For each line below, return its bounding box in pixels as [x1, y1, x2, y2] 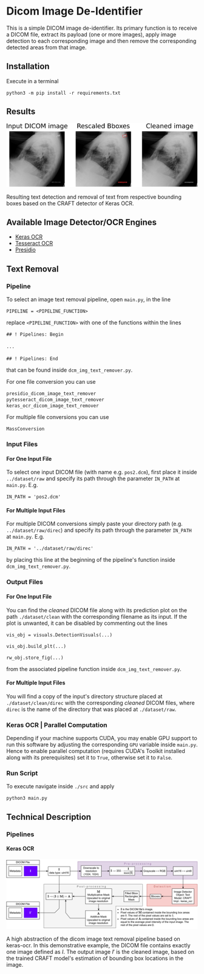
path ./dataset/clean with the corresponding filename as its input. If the [6, 613, 187, 620]
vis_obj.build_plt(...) [6, 643, 67, 649]
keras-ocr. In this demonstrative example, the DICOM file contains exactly [6, 941, 191, 948]
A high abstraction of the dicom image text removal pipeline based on [6, 935, 180, 942]
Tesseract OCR [15, 240, 53, 247]
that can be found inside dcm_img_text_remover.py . [6, 366, 133, 374]
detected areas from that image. [6, 44, 87, 51]
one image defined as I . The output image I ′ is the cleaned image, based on [6, 948, 194, 955]
